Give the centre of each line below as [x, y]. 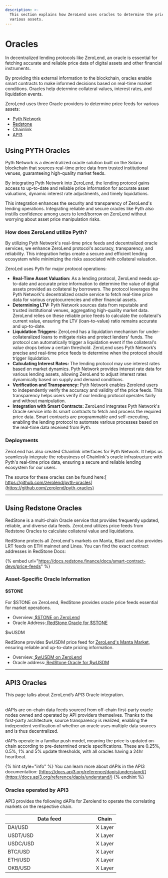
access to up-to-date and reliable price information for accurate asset [77, 188]
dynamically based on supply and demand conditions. [68, 380]
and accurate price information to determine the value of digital [94, 284]
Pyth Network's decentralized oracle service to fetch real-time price [82, 295]
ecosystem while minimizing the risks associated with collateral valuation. [81, 259]
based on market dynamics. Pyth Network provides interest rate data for [87, 369]
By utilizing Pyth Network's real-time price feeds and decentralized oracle [81, 243]
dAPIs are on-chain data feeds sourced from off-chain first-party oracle [79, 710]
